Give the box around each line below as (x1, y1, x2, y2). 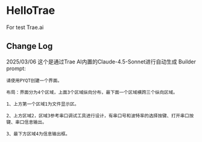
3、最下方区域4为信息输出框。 (6, 131, 71, 137)
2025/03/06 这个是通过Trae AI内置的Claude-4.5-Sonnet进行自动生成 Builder (6, 58, 197, 65)
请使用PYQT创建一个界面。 (6, 77, 62, 83)
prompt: (6, 65, 26, 72)
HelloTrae (6, 4, 55, 18)
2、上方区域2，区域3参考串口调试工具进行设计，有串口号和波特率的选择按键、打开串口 (6, 112, 190, 118)
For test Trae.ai (6, 24, 44, 31)
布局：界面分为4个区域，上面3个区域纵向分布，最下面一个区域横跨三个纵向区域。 (6, 89, 178, 95)
